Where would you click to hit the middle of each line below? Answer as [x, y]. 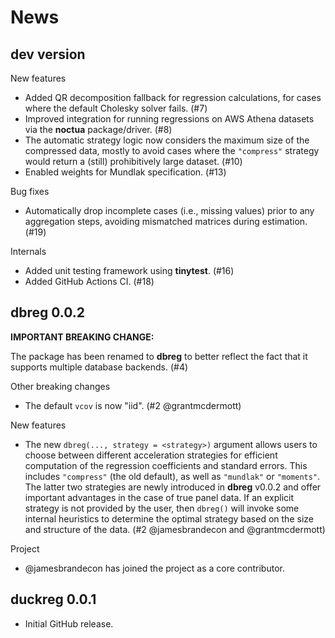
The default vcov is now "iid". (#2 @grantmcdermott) [133, 405]
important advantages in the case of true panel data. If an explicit [159, 497]
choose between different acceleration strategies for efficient [151, 455]
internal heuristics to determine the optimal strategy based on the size [169, 518]
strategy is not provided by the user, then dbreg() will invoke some [162, 508]
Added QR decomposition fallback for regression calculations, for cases [173, 97]
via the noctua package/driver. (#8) [98, 129]
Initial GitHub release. [69, 623]
